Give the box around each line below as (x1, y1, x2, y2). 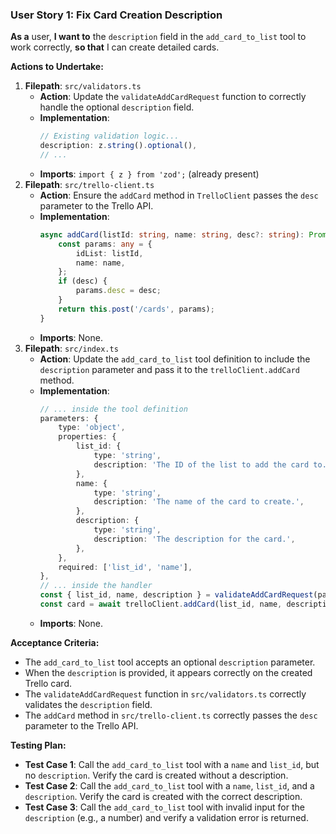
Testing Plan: (10, 739, 67, 751)
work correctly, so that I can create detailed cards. (10, 41, 220, 53)
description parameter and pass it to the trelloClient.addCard (39, 363, 300, 375)
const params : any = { (58, 239, 153, 249)
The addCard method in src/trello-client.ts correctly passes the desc (24, 709, 318, 721)
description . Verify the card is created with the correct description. (24, 790, 303, 802)
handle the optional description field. (39, 101, 195, 113)
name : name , (75, 258, 126, 268)
